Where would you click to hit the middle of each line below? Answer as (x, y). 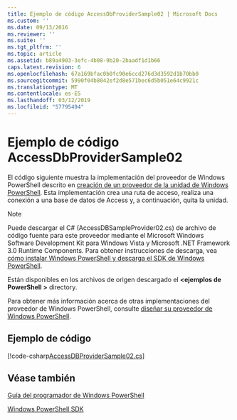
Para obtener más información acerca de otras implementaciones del (109, 301)
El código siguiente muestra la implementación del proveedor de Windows (116, 177)
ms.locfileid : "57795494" (46, 107)
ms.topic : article (35, 54)
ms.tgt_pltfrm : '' (35, 47)
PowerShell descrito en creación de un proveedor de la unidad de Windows (118, 185)
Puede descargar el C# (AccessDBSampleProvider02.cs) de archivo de (112, 227)
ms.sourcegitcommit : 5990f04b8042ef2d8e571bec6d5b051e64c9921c (103, 80)
